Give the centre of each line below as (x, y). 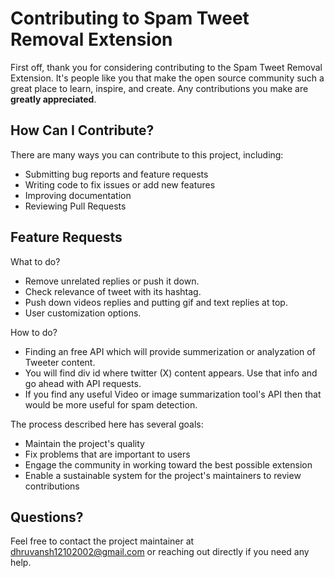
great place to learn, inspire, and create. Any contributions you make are (159, 88)
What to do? (35, 261)
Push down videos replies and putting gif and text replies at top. (156, 302)
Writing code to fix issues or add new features (120, 184)
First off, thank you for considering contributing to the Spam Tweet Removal (166, 67)
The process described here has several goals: (107, 424)
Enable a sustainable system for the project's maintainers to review (163, 475)
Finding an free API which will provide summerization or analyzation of (170, 351)
